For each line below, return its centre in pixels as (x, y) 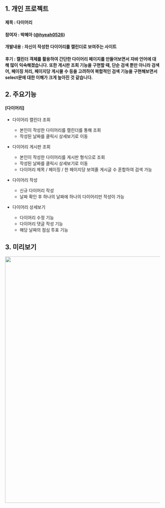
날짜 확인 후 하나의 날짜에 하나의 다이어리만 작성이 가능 (72, 197)
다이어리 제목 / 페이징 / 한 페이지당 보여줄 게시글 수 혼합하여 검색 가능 (86, 169)
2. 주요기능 (21, 94)
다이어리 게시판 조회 (31, 147)
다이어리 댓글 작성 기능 (41, 224)
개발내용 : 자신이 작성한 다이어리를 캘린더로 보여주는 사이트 (61, 47)
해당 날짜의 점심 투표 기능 (44, 230)
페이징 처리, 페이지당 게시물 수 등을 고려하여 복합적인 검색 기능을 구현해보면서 (84, 71)
